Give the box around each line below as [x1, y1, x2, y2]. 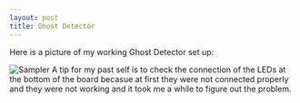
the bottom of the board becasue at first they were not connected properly [9, 73, 289, 84]
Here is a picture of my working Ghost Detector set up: [9, 46, 215, 57]
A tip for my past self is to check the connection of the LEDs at [51, 64, 286, 75]
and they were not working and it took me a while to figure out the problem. [9, 83, 292, 94]
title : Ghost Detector [9, 22, 95, 31]
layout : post [9, 13, 59, 23]
